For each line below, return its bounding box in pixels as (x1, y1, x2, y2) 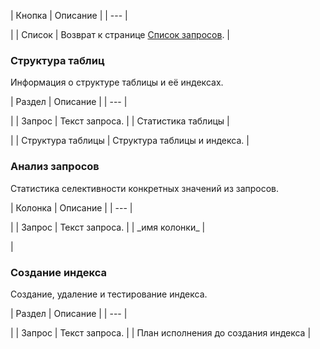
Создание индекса (10, 265, 107, 279)
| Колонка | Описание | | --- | (10, 201, 133, 214)
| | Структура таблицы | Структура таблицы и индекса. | (10, 135, 250, 147)
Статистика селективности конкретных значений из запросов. (10, 182, 280, 194)
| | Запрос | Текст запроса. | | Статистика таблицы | (10, 115, 230, 127)
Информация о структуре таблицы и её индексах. (10, 76, 224, 89)
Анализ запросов (10, 160, 100, 174)
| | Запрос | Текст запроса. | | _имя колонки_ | (10, 221, 206, 233)
